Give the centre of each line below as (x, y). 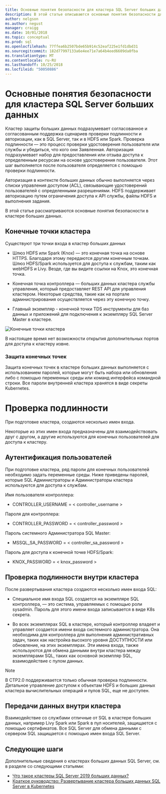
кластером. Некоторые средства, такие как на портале (71, 294)
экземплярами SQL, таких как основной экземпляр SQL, (72, 656)
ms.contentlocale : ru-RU (31, 60)
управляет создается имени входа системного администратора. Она (86, 629)
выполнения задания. (28, 201)
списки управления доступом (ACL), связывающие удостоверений (76, 185)
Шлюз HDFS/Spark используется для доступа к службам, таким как (84, 263)
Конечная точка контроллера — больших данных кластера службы (83, 283)
